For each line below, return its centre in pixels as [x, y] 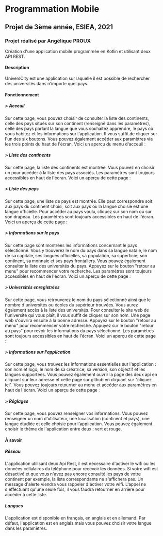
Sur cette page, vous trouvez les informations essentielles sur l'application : [81, 364]
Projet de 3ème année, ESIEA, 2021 [59, 27]
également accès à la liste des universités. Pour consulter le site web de [77, 310]
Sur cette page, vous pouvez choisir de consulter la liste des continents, [77, 118]
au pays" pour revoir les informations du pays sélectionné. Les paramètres [80, 331]
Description [17, 68]
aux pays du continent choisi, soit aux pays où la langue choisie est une [77, 206]
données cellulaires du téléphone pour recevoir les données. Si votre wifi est [81, 469]
